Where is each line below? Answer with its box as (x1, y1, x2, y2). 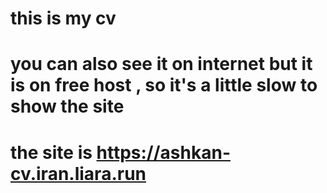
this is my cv (10, 7, 117, 30)
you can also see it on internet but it (10, 53, 313, 76)
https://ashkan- (96, 141, 231, 164)
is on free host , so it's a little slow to (10, 74, 318, 97)
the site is (10, 141, 93, 164)
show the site (10, 95, 125, 118)
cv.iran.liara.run (10, 162, 147, 185)
